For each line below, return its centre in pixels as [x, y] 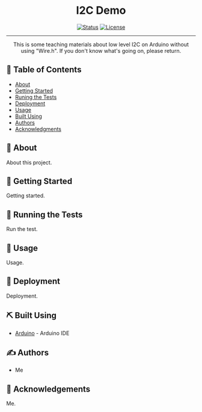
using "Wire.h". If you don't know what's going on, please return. [101, 51]
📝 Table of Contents [44, 70]
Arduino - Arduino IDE [42, 333]
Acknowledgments [38, 129]
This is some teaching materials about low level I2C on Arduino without [101, 44]
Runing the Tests [36, 97]
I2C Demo [101, 11]
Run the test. [22, 229]
